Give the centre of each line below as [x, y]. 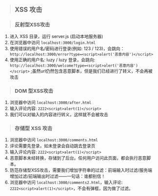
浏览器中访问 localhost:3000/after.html [50, 102]
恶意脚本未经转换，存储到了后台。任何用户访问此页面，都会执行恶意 [78, 158]
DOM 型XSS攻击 [34, 91]
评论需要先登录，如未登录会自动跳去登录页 [52, 146]
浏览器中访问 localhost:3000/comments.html [54, 140]
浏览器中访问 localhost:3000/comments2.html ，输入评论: [66, 182]
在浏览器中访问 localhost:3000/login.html [53, 42]
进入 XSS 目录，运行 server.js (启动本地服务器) [56, 36]
